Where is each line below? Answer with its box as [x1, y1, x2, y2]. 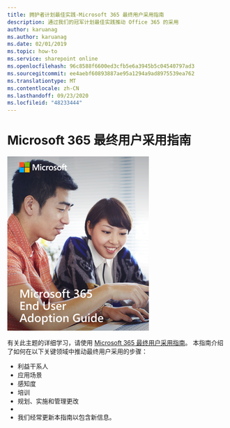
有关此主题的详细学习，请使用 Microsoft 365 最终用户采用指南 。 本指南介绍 [7, 339, 224, 347]
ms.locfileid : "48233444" [7, 100, 82, 107]
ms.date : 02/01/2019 [7, 40, 68, 48]
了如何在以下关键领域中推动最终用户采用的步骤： [7, 347, 148, 356]
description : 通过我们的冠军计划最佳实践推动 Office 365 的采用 [7, 18, 179, 26]
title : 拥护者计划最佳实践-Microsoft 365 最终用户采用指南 [7, 11, 164, 18]
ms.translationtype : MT [7, 77, 77, 84]
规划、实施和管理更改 [17, 397, 79, 406]
